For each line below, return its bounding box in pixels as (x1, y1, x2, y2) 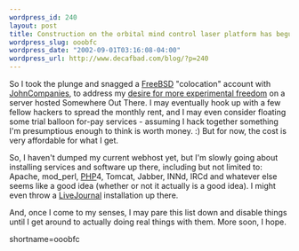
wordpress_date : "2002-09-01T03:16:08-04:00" (9, 46, 181, 55)
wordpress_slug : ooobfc (9, 37, 98, 47)
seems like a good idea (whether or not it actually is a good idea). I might (9, 181, 276, 191)
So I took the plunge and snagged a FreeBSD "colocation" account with (9, 79, 271, 89)
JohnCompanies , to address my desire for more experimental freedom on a (9, 88, 286, 98)
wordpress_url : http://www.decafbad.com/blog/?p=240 (9, 54, 209, 63)
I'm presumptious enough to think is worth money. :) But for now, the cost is (9, 126, 287, 136)
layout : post (9, 21, 58, 30)
